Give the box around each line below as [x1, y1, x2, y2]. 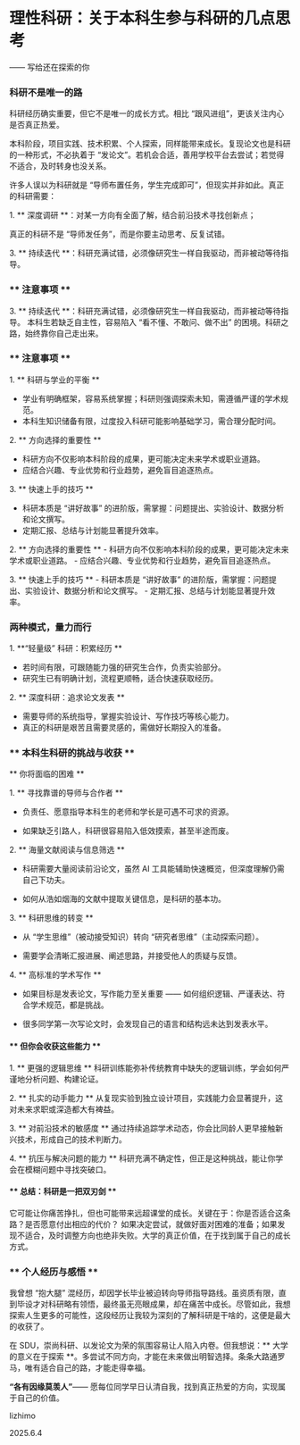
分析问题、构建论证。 [24, 1073, 104, 1084]
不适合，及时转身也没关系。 [9, 161, 112, 171]
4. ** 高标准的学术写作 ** [9, 970, 102, 981]
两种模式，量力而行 [9, 621, 92, 633]
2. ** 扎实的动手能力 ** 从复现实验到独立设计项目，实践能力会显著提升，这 [9, 1092, 284, 1103]
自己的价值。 [16, 1392, 64, 1403]
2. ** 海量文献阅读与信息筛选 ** [9, 845, 125, 856]
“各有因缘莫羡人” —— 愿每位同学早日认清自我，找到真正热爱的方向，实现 [9, 1382, 279, 1392]
